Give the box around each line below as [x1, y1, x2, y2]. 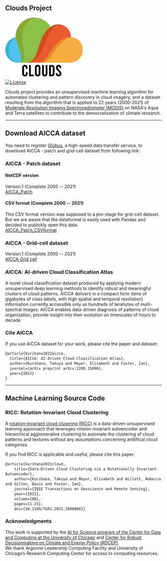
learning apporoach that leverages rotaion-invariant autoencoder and [5, 425, 147, 431]
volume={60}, [14, 496, 41, 501]
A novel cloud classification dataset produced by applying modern [5, 280, 141, 286]
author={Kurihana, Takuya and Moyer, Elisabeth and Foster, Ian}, [9, 361, 150, 366]
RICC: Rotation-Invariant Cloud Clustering [5, 409, 108, 416]
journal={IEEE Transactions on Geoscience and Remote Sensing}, [14, 486, 150, 491]
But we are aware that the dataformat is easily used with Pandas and [5, 216, 146, 222]
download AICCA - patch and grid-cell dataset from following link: [5, 147, 140, 153]
